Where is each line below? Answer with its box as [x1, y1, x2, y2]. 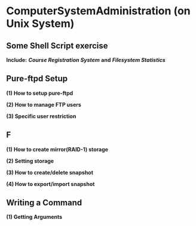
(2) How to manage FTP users [6, 101, 82, 108]
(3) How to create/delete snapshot [6, 169, 94, 176]
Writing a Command [6, 198, 82, 208]
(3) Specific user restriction [6, 112, 76, 120]
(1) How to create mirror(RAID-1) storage [6, 145, 109, 153]
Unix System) [6, 17, 75, 30]
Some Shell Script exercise [6, 41, 109, 51]
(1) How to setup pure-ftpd [6, 89, 73, 97]
